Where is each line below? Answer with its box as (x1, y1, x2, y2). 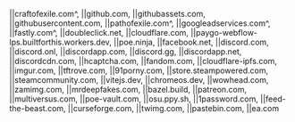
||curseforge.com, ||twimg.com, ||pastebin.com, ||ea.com (67, 103, 280, 113)
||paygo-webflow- (190, 28, 257, 37)
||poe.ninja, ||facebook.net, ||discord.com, (113, 37, 270, 47)
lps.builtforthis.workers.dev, (9, 37, 112, 47)
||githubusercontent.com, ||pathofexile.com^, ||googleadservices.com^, (9, 18, 271, 28)
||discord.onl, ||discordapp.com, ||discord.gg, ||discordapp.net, (9, 46, 242, 57)
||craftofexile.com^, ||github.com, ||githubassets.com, (9, 9, 206, 19)
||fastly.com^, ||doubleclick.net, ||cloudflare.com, (9, 28, 190, 37)
